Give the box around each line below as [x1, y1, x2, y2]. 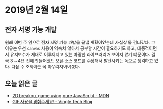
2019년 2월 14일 [5, 4, 68, 16]
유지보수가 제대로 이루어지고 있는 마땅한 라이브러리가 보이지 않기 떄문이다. [10, 52, 151, 57]
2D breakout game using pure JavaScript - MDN [12, 92, 109, 98]
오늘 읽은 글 [5, 79, 38, 88]
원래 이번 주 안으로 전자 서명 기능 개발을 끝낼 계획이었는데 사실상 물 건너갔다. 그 [5, 40, 156, 45]
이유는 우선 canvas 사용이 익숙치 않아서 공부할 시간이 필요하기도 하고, [5, 45, 136, 51]
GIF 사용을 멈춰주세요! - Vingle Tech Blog [12, 98, 92, 104]
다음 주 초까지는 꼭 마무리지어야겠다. [11, 64, 80, 69]
